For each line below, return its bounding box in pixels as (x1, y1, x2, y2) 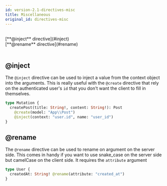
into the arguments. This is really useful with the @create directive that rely (5, 80, 159, 86)
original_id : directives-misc (5, 17, 69, 22)
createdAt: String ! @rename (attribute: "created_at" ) (10, 172, 125, 177)
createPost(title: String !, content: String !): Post (10, 105, 123, 110)
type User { (5, 167, 30, 172)
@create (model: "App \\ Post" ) (14, 109, 75, 115)
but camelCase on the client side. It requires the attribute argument (5, 157, 147, 163)
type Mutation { (5, 100, 39, 106)
